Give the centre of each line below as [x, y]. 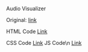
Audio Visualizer [26, 9]
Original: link [21, 20]
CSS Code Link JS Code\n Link [44, 43]
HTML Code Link [27, 31]
